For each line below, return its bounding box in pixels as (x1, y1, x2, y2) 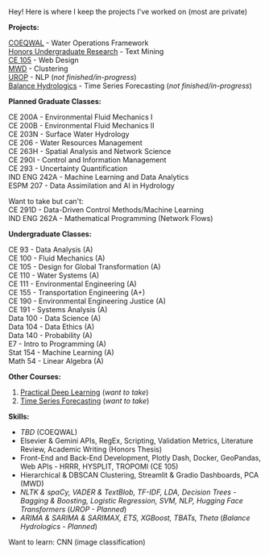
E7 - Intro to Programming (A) (8, 339, 107, 348)
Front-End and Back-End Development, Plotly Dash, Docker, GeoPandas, (19, 453, 262, 462)
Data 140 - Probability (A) (8, 331, 93, 340)
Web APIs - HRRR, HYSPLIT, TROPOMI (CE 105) (19, 461, 179, 471)
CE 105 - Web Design (8, 56, 79, 65)
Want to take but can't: (8, 197, 84, 206)
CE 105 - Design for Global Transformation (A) (8, 262, 161, 271)
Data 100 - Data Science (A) (8, 314, 101, 323)
